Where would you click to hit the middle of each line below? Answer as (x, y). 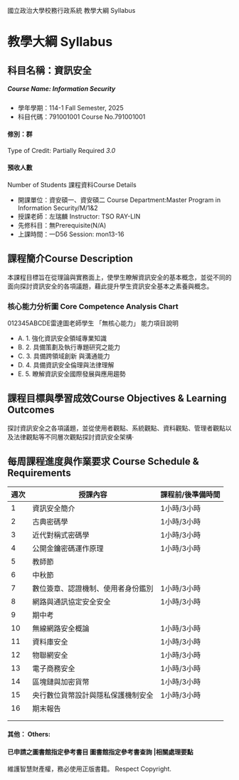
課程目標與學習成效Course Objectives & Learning (117, 398)
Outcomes (31, 410)
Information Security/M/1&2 (58, 208)
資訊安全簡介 (54, 508)
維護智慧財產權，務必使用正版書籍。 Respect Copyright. (90, 769)
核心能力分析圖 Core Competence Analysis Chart (93, 306)
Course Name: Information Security (62, 89)
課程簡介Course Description (70, 259)
